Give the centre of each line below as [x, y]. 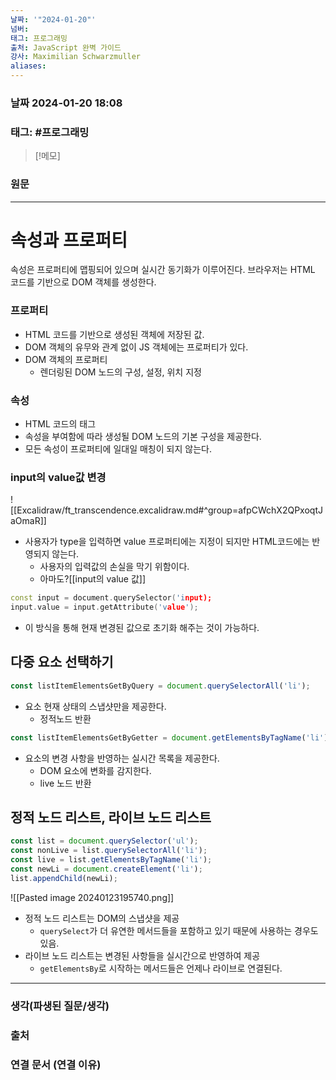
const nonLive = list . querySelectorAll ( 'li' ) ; [109, 851]
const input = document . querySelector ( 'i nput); [111, 598]
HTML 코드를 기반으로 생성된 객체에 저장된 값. [114, 334]
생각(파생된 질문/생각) [60, 1006]
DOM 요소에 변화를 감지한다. [95, 770]
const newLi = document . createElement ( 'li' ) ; [106, 869]
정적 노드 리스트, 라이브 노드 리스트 [111, 817]
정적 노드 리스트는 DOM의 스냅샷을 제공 [102, 918]
